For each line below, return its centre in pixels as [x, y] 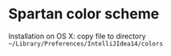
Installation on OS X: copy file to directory [77, 36]
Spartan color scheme [84, 14]
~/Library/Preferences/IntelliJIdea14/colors [85, 44]
